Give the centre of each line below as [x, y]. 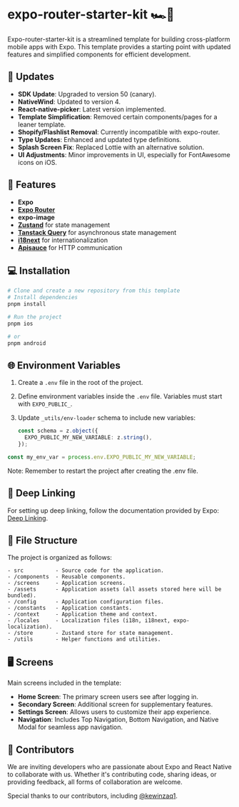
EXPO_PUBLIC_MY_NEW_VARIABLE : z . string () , [88, 438]
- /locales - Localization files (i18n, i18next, [89, 621]
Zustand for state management [64, 225]
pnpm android [27, 343]
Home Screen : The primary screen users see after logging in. [108, 697]
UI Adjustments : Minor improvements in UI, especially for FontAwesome [124, 154]
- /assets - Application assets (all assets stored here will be [115, 590]
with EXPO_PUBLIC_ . [45, 404]
